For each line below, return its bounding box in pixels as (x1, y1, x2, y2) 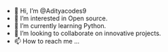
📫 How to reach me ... (13, 37, 80, 45)
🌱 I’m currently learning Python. (13, 22, 107, 30)
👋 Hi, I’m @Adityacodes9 (13, 7, 87, 15)
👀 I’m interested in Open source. (13, 14, 108, 22)
